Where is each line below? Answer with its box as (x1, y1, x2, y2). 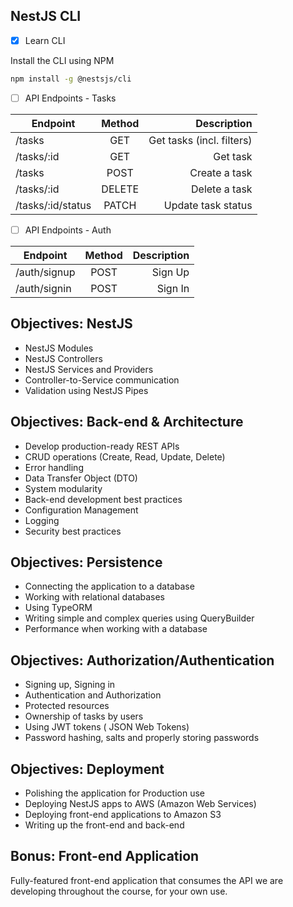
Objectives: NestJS (10, 315, 133, 333)
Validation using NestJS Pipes (24, 384, 149, 396)
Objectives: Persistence (10, 554, 163, 571)
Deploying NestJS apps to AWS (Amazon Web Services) (24, 797, 257, 809)
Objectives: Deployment (10, 760, 165, 778)
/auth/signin (15, 281, 72, 295)
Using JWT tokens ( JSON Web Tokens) (24, 721, 190, 733)
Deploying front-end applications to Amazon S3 (24, 808, 222, 820)
